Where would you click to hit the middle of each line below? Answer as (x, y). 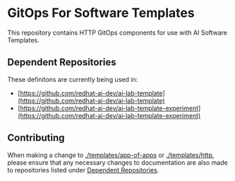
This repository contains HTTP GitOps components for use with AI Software (117, 33)
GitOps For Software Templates (101, 13)
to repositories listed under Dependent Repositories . (83, 170)
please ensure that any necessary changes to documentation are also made (117, 162)
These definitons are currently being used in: (73, 79)
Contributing (36, 138)
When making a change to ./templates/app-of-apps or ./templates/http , (111, 155)
